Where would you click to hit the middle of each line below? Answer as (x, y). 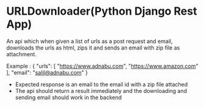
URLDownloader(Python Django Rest (102, 11)
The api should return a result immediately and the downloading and (101, 90)
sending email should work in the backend (68, 97)
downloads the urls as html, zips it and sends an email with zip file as (93, 48)
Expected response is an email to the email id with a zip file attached (101, 84)
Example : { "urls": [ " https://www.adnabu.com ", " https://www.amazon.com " (102, 66)
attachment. (21, 54)
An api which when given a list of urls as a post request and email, (89, 41)
